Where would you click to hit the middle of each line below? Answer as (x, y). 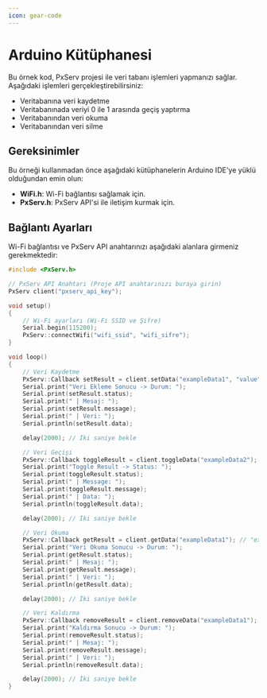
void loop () (28, 357)
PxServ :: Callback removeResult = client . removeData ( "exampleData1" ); (140, 621)
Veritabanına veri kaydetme (64, 101)
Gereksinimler (44, 151)
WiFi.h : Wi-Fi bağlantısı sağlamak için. (83, 194)
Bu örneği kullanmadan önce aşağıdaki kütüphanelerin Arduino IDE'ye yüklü (132, 170)
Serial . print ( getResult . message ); (79, 569)
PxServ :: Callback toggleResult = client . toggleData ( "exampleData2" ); (140, 460)
